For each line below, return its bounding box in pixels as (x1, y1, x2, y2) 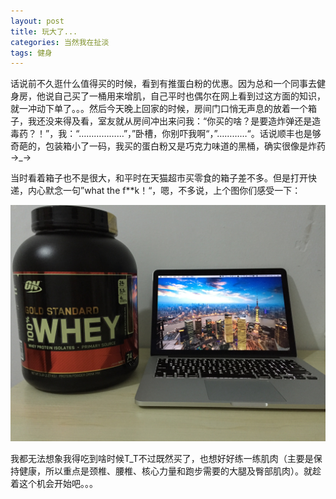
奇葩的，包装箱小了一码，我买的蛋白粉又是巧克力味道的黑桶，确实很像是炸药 (10, 140, 326, 152)
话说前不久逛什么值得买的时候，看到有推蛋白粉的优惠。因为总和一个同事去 (10, 78, 317, 90)
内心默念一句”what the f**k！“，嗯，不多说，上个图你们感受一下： (27, 185, 302, 197)
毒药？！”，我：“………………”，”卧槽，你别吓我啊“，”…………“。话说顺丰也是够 (10, 128, 322, 140)
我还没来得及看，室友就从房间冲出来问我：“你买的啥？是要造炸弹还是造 (27, 115, 322, 127)
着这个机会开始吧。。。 (10, 478, 98, 490)
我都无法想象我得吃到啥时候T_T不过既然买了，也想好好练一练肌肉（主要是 (10, 453, 314, 465)
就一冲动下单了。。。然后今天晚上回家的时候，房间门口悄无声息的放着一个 (10, 103, 308, 115)
